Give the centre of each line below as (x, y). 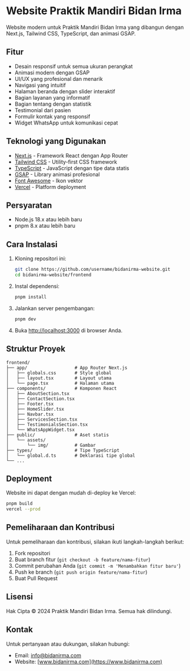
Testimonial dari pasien (43, 110)
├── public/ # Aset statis (58, 435)
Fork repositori (32, 553)
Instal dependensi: (37, 286)
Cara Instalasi (32, 244)
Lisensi (20, 597)
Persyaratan (29, 205)
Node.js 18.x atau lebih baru (48, 220)
